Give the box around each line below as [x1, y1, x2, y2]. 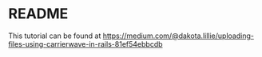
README [8, 5, 69, 23]
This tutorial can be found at [8, 31, 101, 40]
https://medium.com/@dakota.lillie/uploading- [102, 31, 254, 40]
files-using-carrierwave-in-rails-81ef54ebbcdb [8, 39, 163, 48]
